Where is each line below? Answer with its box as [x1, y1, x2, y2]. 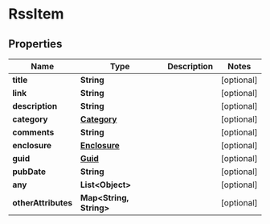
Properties [8, 37, 63, 51]
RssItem [8, 5, 64, 23]
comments [12, 127, 55, 138]
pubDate [12, 166, 47, 177]
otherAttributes [12, 197, 73, 208]
